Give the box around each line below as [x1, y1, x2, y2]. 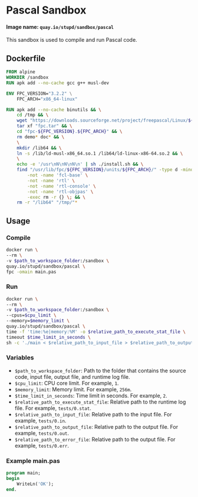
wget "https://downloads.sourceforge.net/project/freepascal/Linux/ [16, 118, 189, 124]
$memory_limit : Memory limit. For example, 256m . [14, 386, 132, 393]
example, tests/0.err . [14, 442, 70, 449]
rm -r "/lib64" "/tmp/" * [16, 199, 78, 206]
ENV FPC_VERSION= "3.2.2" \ [6, 91, 72, 96]
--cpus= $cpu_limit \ [6, 312, 57, 318]
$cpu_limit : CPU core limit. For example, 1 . [14, 379, 119, 386]
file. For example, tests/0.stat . [14, 404, 91, 412]
